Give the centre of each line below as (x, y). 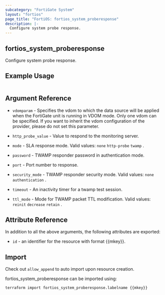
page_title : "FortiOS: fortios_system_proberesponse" (62, 19)
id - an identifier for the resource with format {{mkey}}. (69, 241)
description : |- (22, 24)
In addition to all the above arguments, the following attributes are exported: (83, 232)
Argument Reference (38, 98)
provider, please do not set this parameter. (56, 126)
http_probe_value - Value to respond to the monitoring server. (76, 136)
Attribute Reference (37, 220)
